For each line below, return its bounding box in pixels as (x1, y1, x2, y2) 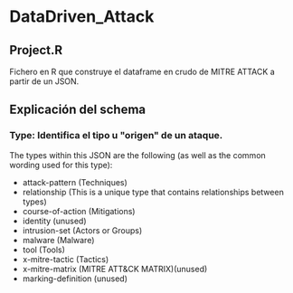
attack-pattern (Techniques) (22, 176, 128, 187)
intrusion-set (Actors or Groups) (22, 224, 143, 236)
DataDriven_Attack (9, 6, 155, 27)
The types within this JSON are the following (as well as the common (9, 149, 267, 160)
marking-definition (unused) (22, 273, 128, 284)
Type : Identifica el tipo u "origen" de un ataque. (9, 129, 223, 142)
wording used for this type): (9, 159, 113, 170)
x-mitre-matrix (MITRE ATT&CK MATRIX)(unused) (22, 263, 208, 274)
